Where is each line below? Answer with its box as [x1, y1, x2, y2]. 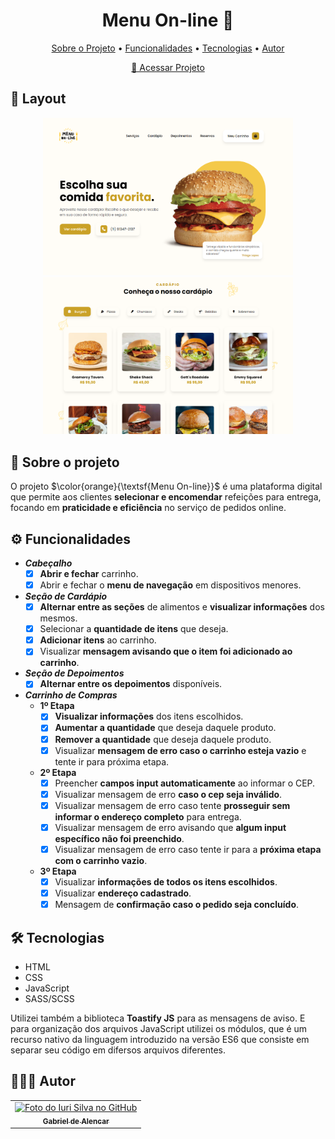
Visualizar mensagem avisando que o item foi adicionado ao [39, 645, 293, 658]
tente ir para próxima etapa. [54, 755, 170, 768]
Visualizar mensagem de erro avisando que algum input [54, 821, 287, 833]
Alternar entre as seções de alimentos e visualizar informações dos [39, 601, 325, 613]
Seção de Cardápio [24, 590, 108, 603]
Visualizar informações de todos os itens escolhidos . [54, 875, 278, 888]
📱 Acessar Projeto [131, 61, 205, 73]
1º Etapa [39, 700, 75, 712]
